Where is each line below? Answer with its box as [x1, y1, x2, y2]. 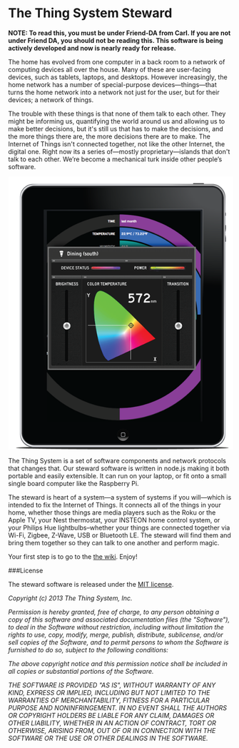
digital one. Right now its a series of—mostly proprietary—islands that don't [8, 147, 230, 156]
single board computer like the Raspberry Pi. [8, 479, 139, 487]
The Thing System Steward [8, 5, 173, 21]
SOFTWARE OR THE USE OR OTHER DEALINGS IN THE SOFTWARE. [8, 734, 208, 742]
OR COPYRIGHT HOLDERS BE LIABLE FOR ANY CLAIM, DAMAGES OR [8, 711, 215, 719]
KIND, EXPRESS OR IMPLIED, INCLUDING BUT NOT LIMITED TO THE [8, 688, 210, 697]
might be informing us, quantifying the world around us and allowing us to [8, 116, 225, 126]
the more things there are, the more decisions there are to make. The [8, 132, 211, 141]
